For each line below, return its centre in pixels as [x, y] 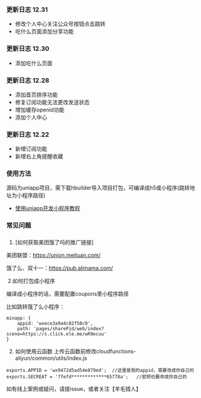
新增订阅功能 [31, 149]
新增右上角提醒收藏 [39, 156]
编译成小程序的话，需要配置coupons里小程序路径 [68, 294]
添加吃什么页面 [34, 63]
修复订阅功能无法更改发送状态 [52, 102]
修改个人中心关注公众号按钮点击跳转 [60, 24]
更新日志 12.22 [28, 134]
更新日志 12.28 [28, 80]
